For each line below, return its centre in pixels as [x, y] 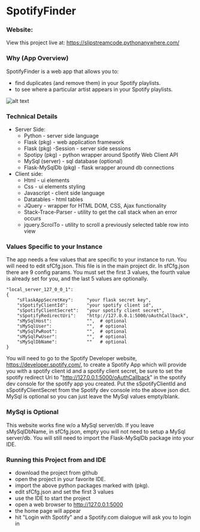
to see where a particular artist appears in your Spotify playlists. [94, 89]
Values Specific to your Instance [54, 247]
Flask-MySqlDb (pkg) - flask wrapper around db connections [99, 168]
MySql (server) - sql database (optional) [73, 161]
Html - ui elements [47, 180]
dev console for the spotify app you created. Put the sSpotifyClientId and [96, 384]
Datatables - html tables [53, 199]
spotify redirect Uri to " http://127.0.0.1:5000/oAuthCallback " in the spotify [96, 378]
